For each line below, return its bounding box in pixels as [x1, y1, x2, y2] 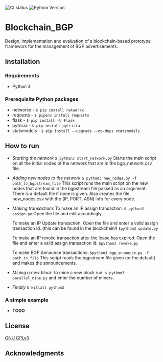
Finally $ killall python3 [12, 284, 65, 290]
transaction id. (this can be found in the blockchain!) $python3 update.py [12, 225, 158, 231]
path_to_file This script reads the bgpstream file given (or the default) [12, 254, 156, 260]
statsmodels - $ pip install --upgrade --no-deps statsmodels [12, 128, 140, 134]
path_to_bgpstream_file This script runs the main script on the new [12, 180, 148, 186]
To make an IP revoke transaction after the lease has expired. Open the [12, 235, 156, 241]
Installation [5, 57, 40, 66]
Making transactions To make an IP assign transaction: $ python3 [12, 205, 144, 211]
